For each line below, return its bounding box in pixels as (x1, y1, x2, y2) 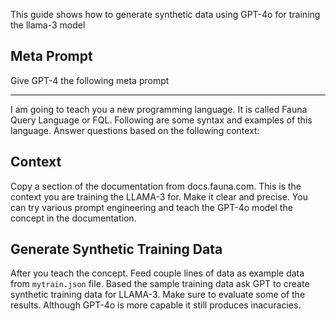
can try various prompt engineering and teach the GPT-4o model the (10, 201, 293, 213)
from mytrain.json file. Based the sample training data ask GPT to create (10, 278, 310, 290)
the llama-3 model (10, 19, 86, 31)
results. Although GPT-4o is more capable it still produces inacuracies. (10, 299, 302, 311)
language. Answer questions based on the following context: (10, 124, 260, 136)
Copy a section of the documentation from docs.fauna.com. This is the (10, 180, 302, 192)
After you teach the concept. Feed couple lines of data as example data (10, 267, 305, 279)
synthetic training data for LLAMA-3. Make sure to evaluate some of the (10, 289, 306, 301)
